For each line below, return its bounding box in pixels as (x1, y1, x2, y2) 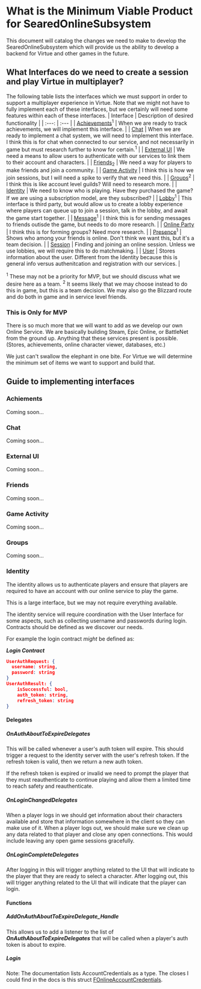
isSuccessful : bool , (17, 686, 69, 692)
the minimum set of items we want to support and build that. (6, 359, 155, 366)
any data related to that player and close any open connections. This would (6, 830, 193, 838)
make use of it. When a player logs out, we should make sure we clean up (6, 824, 189, 831)
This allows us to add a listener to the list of (6, 928, 114, 935)
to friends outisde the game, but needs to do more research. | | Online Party (6, 221, 194, 228)
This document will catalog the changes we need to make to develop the (6, 37, 187, 44)
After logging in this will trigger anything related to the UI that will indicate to (6, 866, 195, 873)
